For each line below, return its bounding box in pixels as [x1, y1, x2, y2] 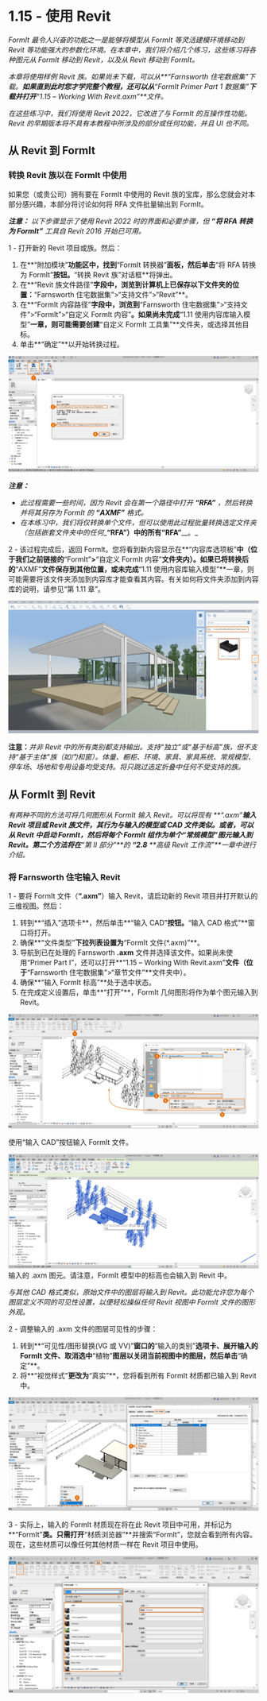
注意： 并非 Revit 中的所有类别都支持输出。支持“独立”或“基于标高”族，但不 [8, 742, 251, 752]
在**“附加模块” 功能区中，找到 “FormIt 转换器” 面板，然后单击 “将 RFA [19, 260, 241, 269]
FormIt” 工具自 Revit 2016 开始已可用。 [17, 226, 145, 235]
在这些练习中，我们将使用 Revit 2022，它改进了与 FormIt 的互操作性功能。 [8, 108, 252, 118]
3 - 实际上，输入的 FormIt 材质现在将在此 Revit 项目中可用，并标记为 [8, 1520, 232, 1529]
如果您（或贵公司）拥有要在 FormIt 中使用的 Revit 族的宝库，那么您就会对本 [8, 189, 256, 199]
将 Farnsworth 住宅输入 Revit [8, 872, 121, 883]
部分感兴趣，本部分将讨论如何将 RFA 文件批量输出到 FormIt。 [8, 199, 208, 209]
